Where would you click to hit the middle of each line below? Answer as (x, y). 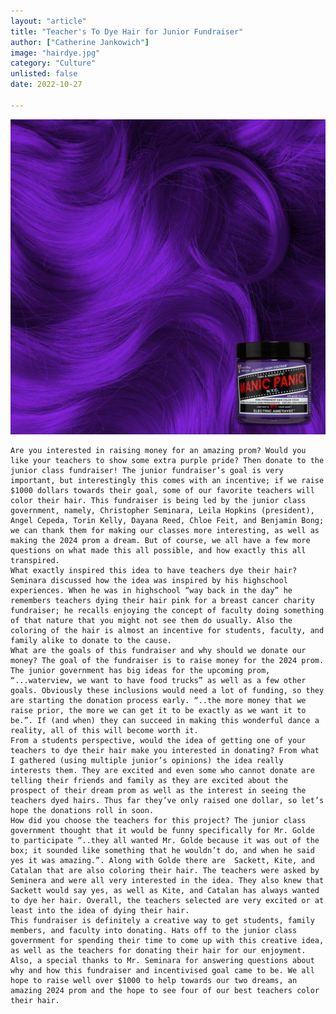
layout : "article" (48, 21)
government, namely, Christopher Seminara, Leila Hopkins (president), (162, 510)
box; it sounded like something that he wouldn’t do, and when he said (162, 850)
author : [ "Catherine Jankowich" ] (80, 42)
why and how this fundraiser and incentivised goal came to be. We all (162, 970)
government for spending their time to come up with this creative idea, (167, 940)
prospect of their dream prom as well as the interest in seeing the (158, 790)
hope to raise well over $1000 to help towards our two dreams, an (154, 980)
